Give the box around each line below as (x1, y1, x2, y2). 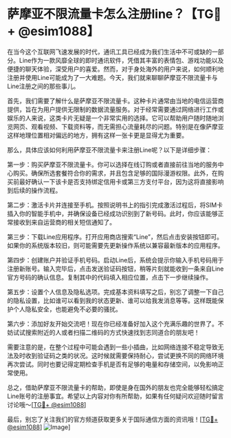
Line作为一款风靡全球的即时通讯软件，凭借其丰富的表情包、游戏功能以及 (19, 56, 224, 64)
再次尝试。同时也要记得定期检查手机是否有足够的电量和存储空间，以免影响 (7, 359, 218, 368)
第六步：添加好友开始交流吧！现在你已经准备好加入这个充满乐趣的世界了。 (7, 320, 218, 328)
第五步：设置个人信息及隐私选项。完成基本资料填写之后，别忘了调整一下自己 (7, 287, 224, 296)
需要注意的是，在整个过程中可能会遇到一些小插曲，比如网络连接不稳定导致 (7, 342, 218, 351)
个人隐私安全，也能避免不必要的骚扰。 (12, 304, 122, 313)
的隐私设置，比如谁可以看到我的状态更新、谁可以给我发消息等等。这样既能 (7, 296, 218, 304)
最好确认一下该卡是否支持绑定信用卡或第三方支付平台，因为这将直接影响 (19, 177, 224, 186)
